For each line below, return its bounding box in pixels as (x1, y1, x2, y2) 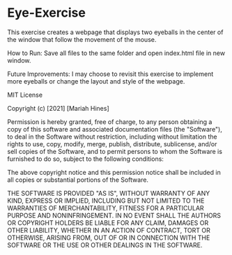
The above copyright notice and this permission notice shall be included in (7, 168, 221, 176)
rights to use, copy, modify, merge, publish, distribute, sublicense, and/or (7, 139, 217, 148)
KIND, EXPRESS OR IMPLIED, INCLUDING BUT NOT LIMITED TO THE (7, 196, 205, 205)
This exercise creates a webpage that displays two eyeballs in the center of (7, 28, 224, 36)
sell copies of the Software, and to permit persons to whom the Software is (7, 147, 223, 155)
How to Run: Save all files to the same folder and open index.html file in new (7, 49, 225, 57)
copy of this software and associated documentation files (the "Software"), (7, 125, 223, 133)
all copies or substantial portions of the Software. (7, 176, 148, 184)
